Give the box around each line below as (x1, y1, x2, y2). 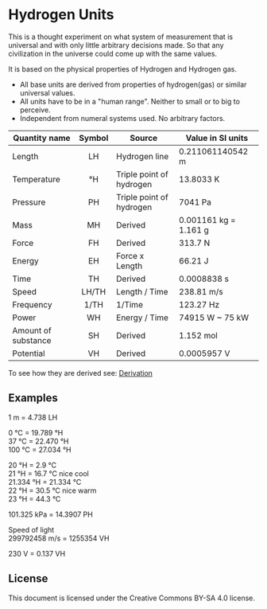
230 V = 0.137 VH (8, 548, 66, 558)
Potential (12, 348, 45, 359)
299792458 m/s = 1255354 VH (8, 533, 110, 543)
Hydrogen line (116, 150, 169, 162)
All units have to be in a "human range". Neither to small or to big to (19, 96, 241, 106)
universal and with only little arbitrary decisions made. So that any (8, 40, 224, 49)
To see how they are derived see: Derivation (8, 368, 153, 377)
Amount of (12, 325, 52, 336)
